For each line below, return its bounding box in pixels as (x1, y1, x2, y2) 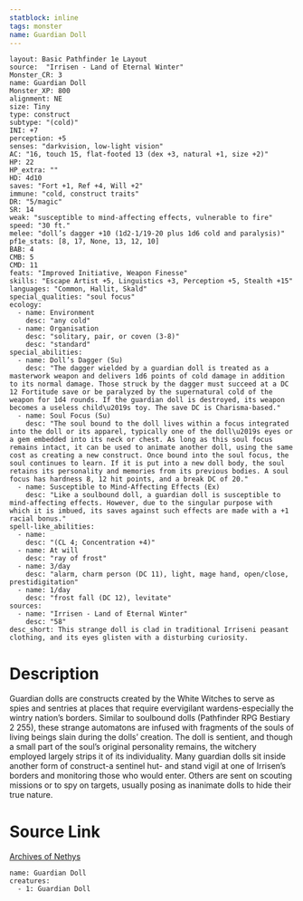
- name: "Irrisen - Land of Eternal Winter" (17, 609, 188, 618)
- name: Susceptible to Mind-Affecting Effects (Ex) (17, 483, 221, 492)
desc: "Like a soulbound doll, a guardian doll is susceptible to (25, 491, 281, 500)
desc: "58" (25, 618, 67, 627)
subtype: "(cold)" (9, 119, 79, 128)
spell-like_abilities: (9, 522, 95, 532)
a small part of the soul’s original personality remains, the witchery (9, 742, 257, 752)
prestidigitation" (9, 578, 79, 587)
